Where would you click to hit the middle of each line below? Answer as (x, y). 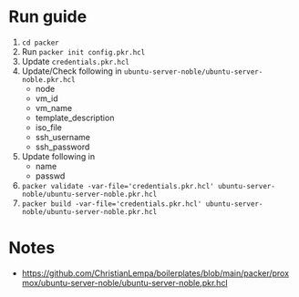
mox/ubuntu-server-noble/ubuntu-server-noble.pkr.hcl (125, 282)
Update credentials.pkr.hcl (75, 61)
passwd (50, 176)
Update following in (58, 156)
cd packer (41, 43)
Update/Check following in (72, 71)
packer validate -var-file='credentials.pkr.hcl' (118, 186)
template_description (75, 118)
